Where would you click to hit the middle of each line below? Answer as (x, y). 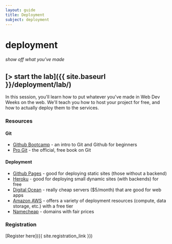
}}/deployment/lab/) (39, 84)
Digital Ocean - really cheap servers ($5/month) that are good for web (87, 190)
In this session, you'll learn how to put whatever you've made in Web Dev (83, 97)
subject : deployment (27, 19)
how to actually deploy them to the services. (52, 108)
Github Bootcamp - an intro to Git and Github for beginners (75, 145)
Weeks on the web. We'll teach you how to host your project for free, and (83, 103)
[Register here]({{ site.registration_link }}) (49, 236)
